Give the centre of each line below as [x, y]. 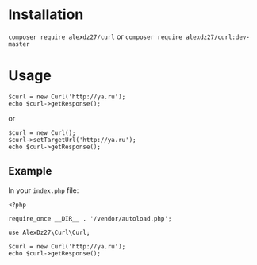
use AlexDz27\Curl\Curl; [49, 232]
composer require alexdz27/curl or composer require [95, 36]
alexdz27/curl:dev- [218, 37]
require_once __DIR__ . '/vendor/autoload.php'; [90, 219]
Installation [46, 15]
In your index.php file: [44, 190]
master [19, 44]
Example [30, 171]
